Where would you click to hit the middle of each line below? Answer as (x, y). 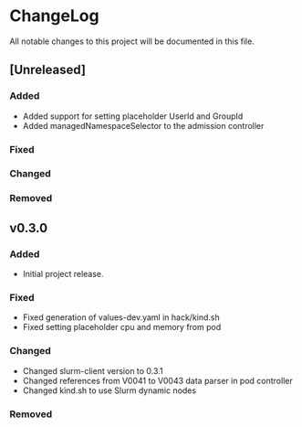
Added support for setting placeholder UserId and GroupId (133, 116)
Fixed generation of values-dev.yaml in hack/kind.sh (121, 317)
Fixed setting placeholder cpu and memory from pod (122, 327)
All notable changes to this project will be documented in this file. (132, 41)
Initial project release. (63, 274)
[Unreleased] (48, 70)
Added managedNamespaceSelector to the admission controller (143, 125)
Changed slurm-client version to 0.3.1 (93, 370)
